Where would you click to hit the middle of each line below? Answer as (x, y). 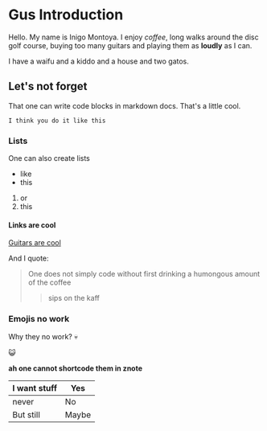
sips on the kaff (74, 298)
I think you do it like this (57, 121)
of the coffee (49, 282)
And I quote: (29, 258)
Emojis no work (39, 319)
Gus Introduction (66, 15)
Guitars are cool (35, 243)
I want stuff (35, 388)
